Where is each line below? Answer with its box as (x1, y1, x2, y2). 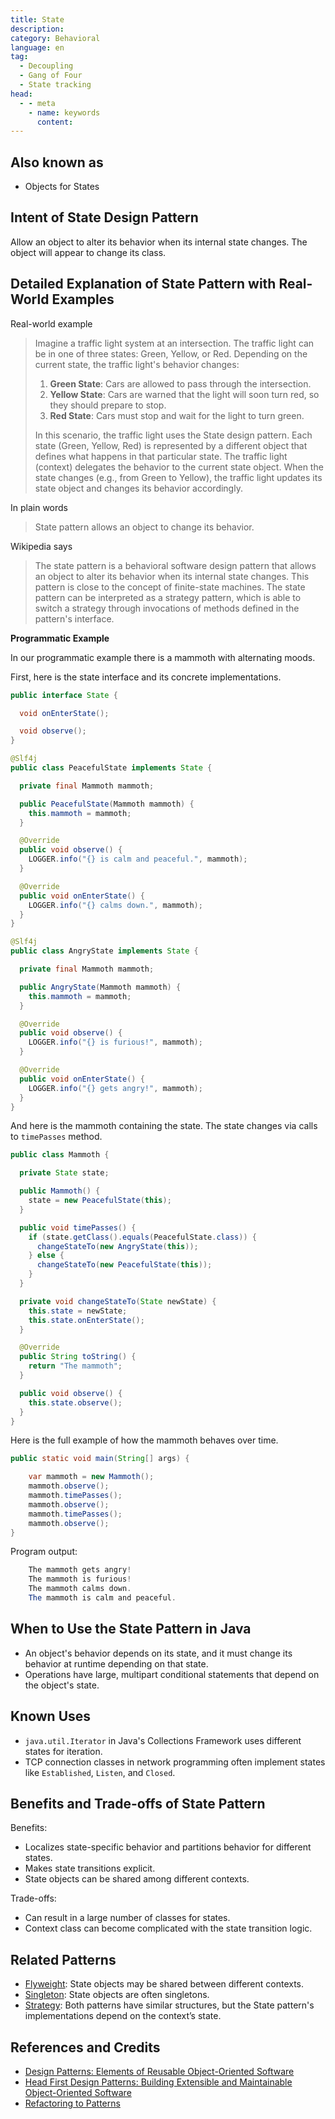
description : (10, 24, 65, 34)
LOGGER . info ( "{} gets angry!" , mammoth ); (28, 1083, 203, 1093)
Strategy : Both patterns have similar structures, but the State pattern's (24, 1999, 315, 2011)
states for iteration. (24, 1745, 103, 1757)
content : (36, 117, 74, 127)
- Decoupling (19, 61, 74, 71)
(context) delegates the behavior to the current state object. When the (34, 461, 324, 473)
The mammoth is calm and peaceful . (28, 1593, 177, 1603)
